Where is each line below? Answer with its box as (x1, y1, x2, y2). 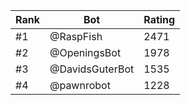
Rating (143, 13, 176, 26)
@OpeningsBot (49, 46, 122, 59)
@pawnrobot (49, 79, 111, 92)
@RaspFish (49, 30, 103, 43)
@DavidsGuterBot (49, 62, 135, 76)
